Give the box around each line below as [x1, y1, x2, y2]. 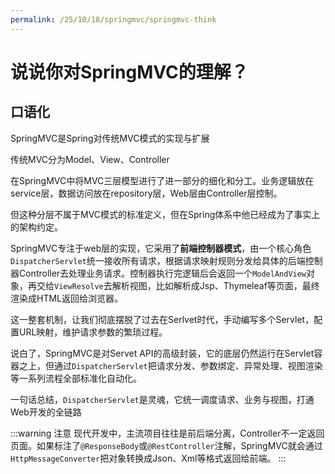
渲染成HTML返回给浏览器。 [10, 292, 124, 304]
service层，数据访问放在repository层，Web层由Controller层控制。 [10, 187, 283, 199]
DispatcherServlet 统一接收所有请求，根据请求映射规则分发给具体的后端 [10, 254, 306, 266]
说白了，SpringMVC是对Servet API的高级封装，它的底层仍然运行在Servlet [10, 347, 315, 359]
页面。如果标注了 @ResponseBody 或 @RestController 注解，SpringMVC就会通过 [10, 439, 323, 451]
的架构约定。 [10, 221, 63, 233]
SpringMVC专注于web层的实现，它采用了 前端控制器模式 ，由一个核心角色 [10, 242, 312, 254]
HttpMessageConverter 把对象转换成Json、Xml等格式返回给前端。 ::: [10, 452, 287, 464]
